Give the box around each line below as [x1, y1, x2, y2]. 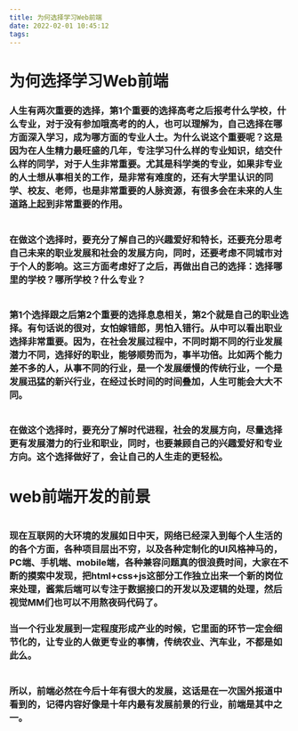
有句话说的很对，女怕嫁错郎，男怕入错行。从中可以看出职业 [27, 321, 283, 334]
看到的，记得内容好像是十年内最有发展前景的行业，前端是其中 [9, 698, 274, 711]
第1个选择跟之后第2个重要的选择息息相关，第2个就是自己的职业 [9, 308, 280, 321]
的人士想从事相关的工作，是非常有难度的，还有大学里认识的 [9, 171, 265, 183]
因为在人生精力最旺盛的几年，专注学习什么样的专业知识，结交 [9, 144, 274, 157]
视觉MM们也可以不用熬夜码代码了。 [9, 597, 163, 609]
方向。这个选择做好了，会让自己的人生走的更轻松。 [9, 451, 229, 463]
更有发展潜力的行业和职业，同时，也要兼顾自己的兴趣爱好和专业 [9, 437, 283, 450]
